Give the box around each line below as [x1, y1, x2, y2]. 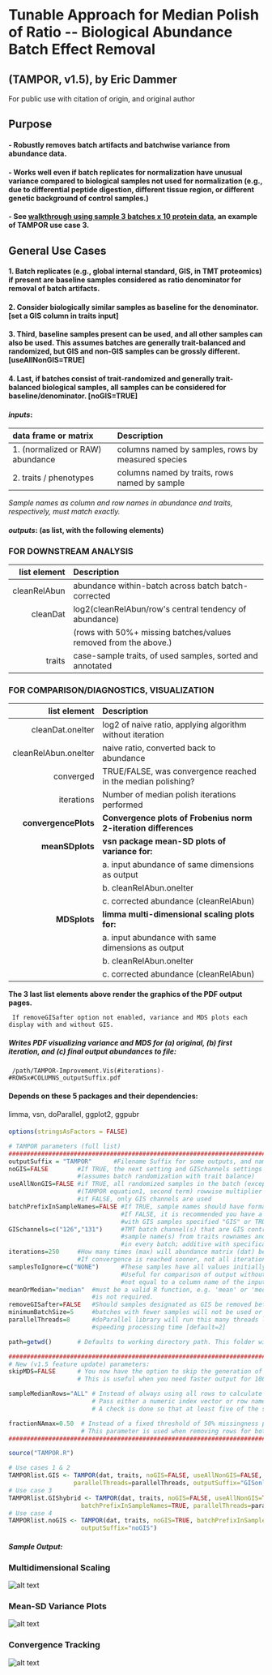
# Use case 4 [8, 1509, 53, 1518]
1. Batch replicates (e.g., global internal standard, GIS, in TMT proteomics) [8, 266, 262, 277]
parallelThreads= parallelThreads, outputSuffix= [73, 1479, 241, 1488]
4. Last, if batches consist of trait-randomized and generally [8, 373, 215, 383]
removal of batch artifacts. [8, 284, 100, 294]
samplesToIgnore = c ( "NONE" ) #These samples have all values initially [8, 1263, 266, 1271]
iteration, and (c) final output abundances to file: [8, 1046, 176, 1056]
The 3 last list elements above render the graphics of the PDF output [8, 990, 243, 999]
